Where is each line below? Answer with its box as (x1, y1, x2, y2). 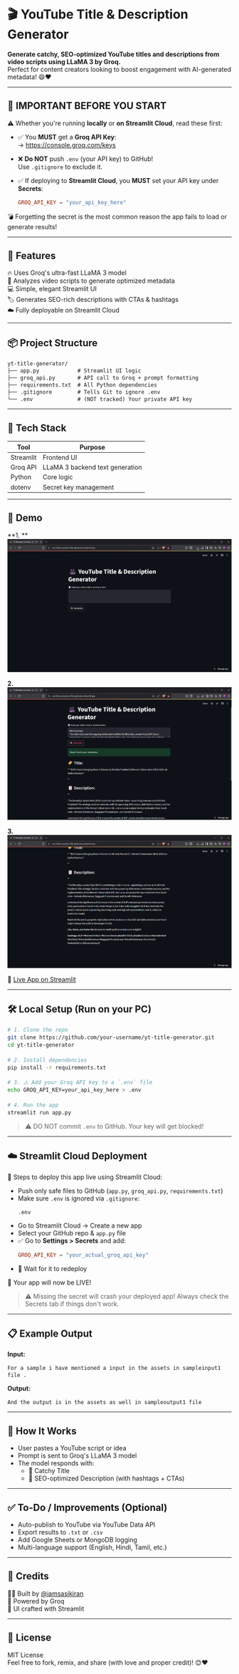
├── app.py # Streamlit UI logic (7, 367, 142, 375)
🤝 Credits (7, 1570, 50, 1582)
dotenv (10, 483, 31, 491)
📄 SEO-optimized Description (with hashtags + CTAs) (28, 1474, 185, 1482)
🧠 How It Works (7, 1425, 77, 1437)
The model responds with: (17, 1459, 95, 1468)
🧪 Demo (7, 512, 43, 524)
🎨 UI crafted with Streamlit (7, 1604, 85, 1613)
